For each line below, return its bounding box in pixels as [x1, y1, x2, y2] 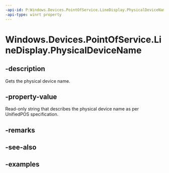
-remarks [5, 126, 35, 134]
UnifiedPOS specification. [5, 111, 59, 118]
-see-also [5, 143, 37, 152]
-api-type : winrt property [5, 12, 62, 17]
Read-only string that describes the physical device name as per [5, 106, 139, 112]
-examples [5, 160, 40, 169]
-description [5, 65, 45, 73]
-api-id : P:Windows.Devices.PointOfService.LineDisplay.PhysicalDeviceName [5, 7, 167, 13]
